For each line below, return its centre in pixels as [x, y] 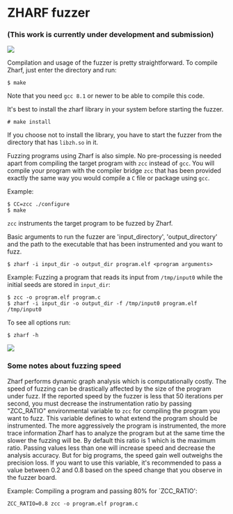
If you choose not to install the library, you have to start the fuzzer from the [115, 135]
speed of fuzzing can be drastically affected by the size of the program [109, 389]
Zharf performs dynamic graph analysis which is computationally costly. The [117, 381]
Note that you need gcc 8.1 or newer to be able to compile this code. [106, 96]
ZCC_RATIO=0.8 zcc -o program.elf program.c [73, 504]
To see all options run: [39, 322]
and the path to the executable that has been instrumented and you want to [115, 244]
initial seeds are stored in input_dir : [59, 285]
